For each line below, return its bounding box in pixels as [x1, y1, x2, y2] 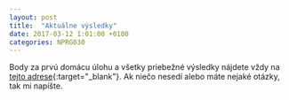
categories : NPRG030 [9, 37, 86, 47]
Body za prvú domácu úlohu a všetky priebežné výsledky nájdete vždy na [9, 62, 280, 73]
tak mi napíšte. [9, 81, 63, 91]
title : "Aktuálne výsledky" [9, 21, 117, 30]
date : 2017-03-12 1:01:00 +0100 [9, 29, 129, 38]
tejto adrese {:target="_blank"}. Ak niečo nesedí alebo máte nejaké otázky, [9, 72, 280, 82]
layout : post [9, 12, 58, 22]
